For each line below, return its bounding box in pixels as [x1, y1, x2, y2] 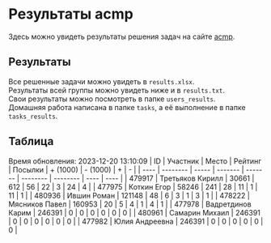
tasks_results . [8, 111, 58, 121]
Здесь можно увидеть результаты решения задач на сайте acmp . [8, 32, 235, 41]
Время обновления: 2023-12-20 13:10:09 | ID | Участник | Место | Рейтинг [8, 156, 262, 166]
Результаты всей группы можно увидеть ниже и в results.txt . [8, 85, 225, 95]
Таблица [8, 134, 54, 148]
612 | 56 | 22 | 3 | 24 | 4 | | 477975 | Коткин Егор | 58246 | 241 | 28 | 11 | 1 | [8, 181, 258, 191]
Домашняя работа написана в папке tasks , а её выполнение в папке [8, 102, 246, 112]
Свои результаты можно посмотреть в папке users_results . [8, 94, 216, 104]
